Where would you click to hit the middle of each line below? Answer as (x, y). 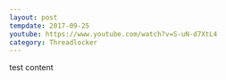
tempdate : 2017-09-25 (50, 26)
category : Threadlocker (54, 42)
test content (31, 68)
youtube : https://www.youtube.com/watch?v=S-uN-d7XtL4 (113, 34)
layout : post (33, 17)
